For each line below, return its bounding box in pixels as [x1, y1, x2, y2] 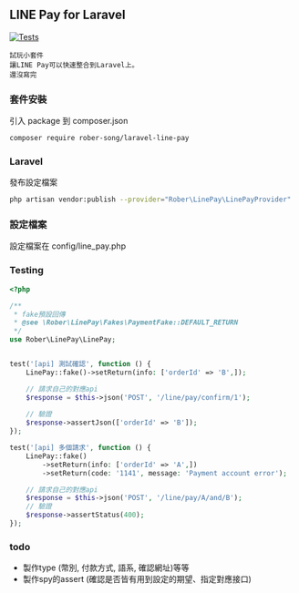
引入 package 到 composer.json [9, 116, 129, 127]
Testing [9, 264, 44, 277]
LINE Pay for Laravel [9, 7, 126, 23]
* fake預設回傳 [13, 310, 66, 319]
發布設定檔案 [9, 177, 57, 188]
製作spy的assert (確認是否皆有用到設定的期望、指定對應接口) [22, 574, 253, 585]
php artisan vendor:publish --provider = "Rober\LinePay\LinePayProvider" [9, 195, 292, 204]
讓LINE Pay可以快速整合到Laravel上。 [9, 60, 139, 69]
